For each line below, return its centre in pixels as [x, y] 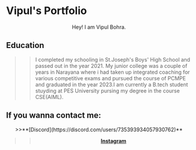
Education [25, 45]
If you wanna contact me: [54, 115]
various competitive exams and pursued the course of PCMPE [111, 78]
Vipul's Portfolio [46, 11]
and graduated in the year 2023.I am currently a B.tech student [112, 84]
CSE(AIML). [49, 97]
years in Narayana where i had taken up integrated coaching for [112, 72]
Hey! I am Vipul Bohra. [99, 27]
